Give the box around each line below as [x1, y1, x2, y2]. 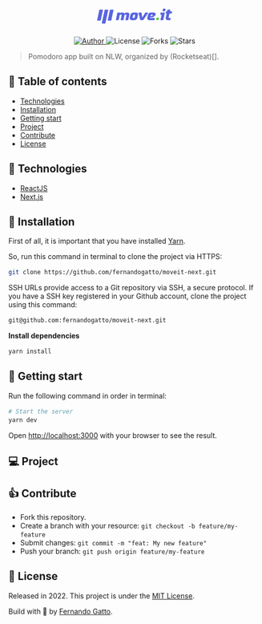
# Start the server [8, 407, 74, 415]
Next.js [19, 192, 44, 201]
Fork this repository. [19, 512, 87, 521]
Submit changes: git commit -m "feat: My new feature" [19, 537, 208, 547]
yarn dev [8, 415, 38, 424]
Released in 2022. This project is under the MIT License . [8, 590, 195, 601]
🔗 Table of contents [8, 75, 107, 88]
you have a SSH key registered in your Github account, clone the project [8, 291, 247, 301]
